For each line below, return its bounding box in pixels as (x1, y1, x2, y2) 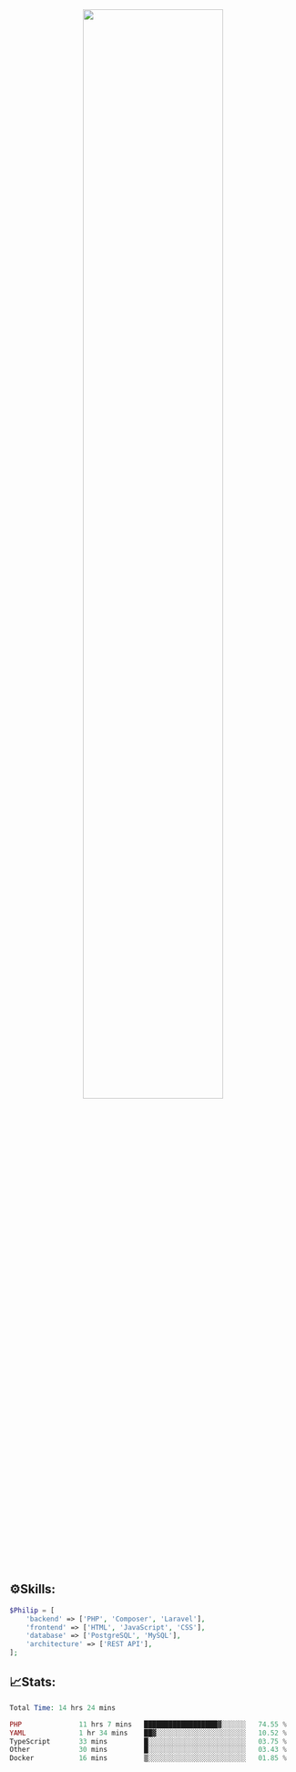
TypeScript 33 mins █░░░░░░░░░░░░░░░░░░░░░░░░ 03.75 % (9, 1736, 287, 1746)
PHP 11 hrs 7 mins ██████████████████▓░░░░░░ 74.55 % (9, 1719, 287, 1729)
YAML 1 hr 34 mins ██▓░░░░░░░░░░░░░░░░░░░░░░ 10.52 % (9, 1728, 287, 1737)
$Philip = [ (9, 1605, 55, 1615)
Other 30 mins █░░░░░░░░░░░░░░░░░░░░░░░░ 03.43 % (9, 1746, 287, 1755)
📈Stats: (9, 1674, 56, 1690)
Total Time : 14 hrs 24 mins (9, 1703, 117, 1713)
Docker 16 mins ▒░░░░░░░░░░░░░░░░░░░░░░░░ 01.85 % (9, 1754, 287, 1763)
